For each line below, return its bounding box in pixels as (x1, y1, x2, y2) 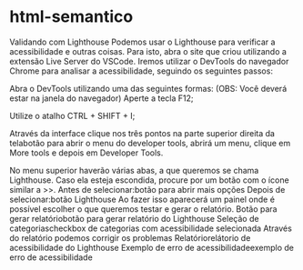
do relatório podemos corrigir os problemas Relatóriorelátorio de (9, 232, 251, 243)
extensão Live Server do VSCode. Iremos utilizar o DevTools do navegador (9, 55, 289, 66)
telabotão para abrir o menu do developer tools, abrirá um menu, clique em (9, 137, 291, 148)
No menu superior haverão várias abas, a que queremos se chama (9, 165, 259, 175)
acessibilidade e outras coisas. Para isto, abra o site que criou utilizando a (9, 45, 287, 56)
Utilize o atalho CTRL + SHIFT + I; (9, 110, 136, 121)
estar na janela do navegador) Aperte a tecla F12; (9, 93, 194, 104)
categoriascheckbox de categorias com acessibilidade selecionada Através (9, 223, 293, 234)
